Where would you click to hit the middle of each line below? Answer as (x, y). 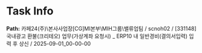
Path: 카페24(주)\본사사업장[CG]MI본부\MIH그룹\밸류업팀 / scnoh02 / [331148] (101, 28)
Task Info (30, 11)
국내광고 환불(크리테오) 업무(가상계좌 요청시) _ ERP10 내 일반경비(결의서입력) (97, 36)
